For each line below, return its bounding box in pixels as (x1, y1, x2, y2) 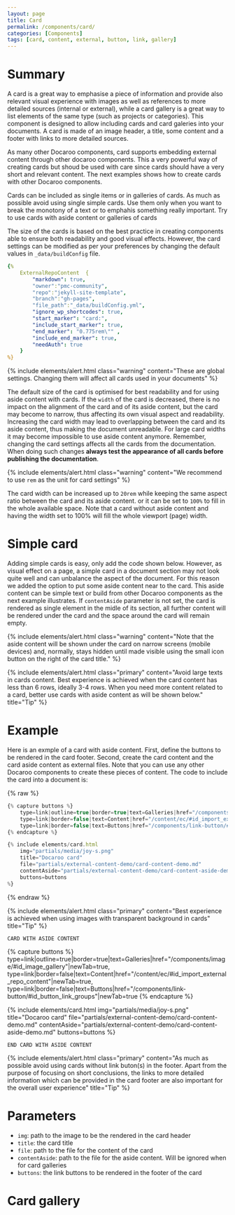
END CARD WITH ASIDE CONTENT (7, 1041, 92, 1048)
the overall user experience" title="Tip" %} (7, 1083, 131, 1092)
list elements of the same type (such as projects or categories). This (7, 112, 204, 120)
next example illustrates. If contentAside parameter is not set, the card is (7, 597, 215, 605)
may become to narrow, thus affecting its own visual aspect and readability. (7, 410, 225, 419)
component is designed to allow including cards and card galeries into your (7, 120, 225, 128)
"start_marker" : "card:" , (32, 315, 108, 322)
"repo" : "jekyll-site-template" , (32, 289, 127, 296)
